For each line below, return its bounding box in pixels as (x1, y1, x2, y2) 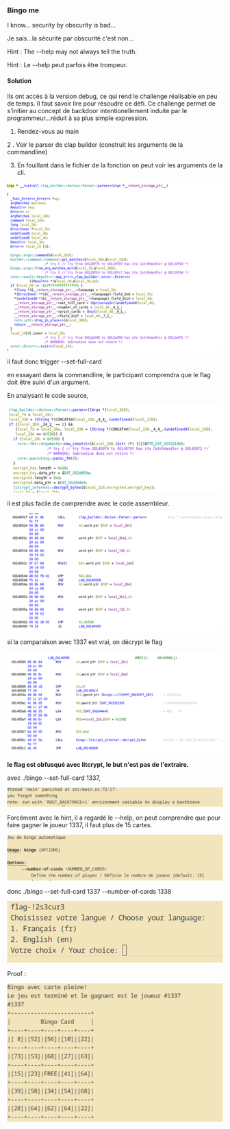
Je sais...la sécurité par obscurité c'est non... (7, 34, 134, 43)
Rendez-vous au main (16, 127, 79, 135)
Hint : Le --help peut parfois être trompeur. (7, 61, 128, 69)
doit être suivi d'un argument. (7, 378, 90, 386)
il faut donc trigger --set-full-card (7, 357, 102, 366)
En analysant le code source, (7, 392, 89, 400)
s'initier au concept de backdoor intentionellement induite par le (7, 106, 188, 115)
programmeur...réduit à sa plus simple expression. (7, 114, 149, 122)
